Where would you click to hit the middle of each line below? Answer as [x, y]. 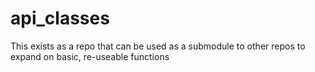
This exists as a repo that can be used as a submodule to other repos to [158, 46]
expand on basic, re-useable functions [90, 56]
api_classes [60, 18]
